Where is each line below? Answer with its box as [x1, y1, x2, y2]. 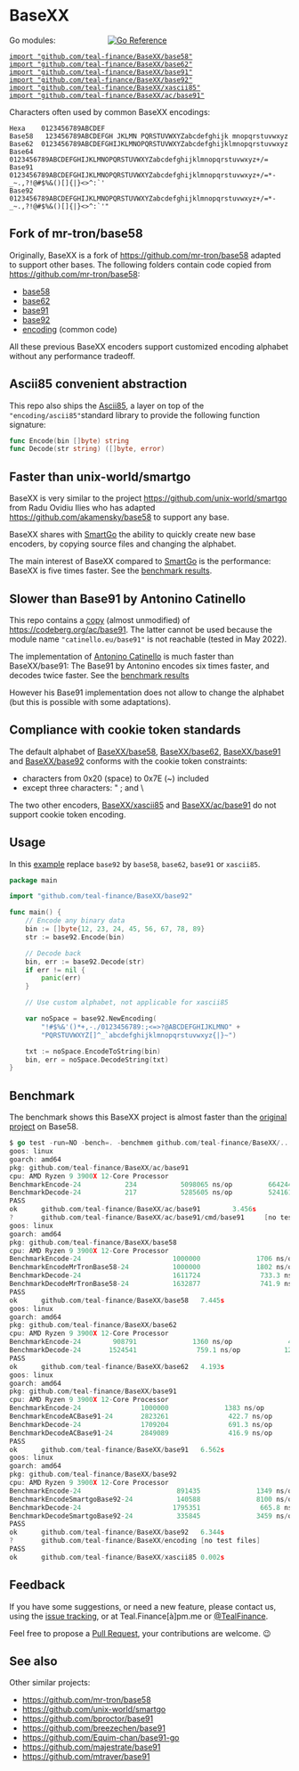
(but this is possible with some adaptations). [9, 696, 172, 707]
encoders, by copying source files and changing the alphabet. [9, 538, 237, 549]
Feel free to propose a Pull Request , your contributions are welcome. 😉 [9, 1628, 271, 1638]
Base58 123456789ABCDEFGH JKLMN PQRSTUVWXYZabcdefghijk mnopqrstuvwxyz [9, 131, 289, 141]
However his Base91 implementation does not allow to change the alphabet [9, 687, 285, 698]
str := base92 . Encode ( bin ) [25, 932, 125, 941]
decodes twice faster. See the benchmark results [9, 669, 190, 680]
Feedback [9, 1578, 66, 1593]
